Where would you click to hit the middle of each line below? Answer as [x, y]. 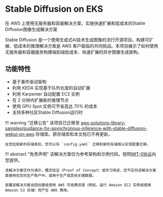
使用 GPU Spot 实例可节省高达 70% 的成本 [55, 106]
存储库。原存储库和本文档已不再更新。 [74, 134]
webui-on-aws [20, 134]
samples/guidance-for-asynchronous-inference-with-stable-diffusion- [76, 128]
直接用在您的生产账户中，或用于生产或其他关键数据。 [51, 175]
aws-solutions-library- [103, 123]
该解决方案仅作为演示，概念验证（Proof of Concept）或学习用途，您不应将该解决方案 [81, 170]
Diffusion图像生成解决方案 [31, 29]
